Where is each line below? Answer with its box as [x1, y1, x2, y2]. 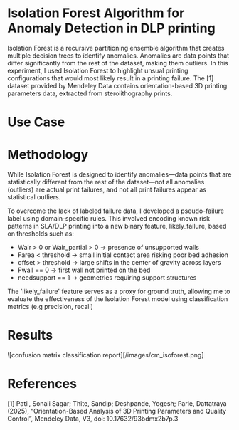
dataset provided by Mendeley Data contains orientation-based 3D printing [7, 81, 228, 90]
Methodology [7, 147, 89, 163]
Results [7, 327, 53, 343]
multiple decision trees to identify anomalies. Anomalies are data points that [7, 51, 230, 60]
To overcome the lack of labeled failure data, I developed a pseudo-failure [7, 206, 224, 215]
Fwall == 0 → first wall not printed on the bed [17, 266, 151, 275]
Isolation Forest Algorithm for [7, 5, 185, 21]
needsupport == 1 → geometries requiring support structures [17, 273, 197, 282]
